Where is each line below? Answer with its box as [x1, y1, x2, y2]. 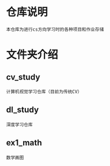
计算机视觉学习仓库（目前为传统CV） [6, 88, 82, 95]
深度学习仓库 [6, 122, 33, 127]
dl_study [6, 105, 39, 115]
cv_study [6, 72, 40, 82]
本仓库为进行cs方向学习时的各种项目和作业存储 [6, 26, 105, 33]
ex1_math [6, 138, 43, 148]
